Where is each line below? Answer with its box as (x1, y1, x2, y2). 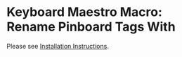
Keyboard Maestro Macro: (6, 4, 163, 20)
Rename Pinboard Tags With (6, 19, 176, 35)
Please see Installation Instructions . (6, 42, 110, 50)
